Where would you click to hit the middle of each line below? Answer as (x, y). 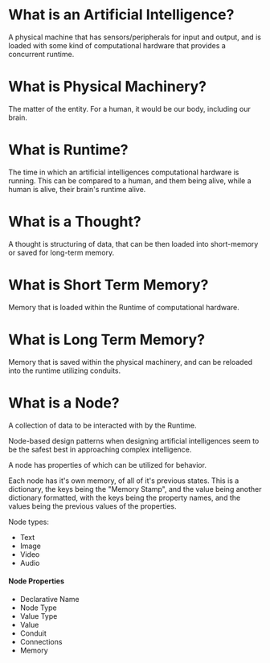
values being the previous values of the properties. (92, 506)
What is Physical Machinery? (108, 87)
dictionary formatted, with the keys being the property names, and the (125, 497)
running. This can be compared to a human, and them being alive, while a (130, 180)
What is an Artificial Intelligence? (121, 15)
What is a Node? (64, 403)
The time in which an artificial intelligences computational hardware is (124, 172)
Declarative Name (49, 599)
